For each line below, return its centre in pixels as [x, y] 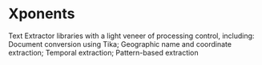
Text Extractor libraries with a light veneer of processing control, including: [131, 36]
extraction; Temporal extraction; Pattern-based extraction [103, 52]
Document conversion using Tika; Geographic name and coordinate [120, 44]
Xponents [42, 14]
